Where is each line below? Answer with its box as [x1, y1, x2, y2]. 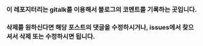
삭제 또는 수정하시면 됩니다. [19, 32, 95, 41]
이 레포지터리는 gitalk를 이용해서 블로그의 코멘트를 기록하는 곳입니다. [6, 5, 197, 13]
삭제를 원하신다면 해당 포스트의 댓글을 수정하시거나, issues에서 [6, 23, 182, 31]
